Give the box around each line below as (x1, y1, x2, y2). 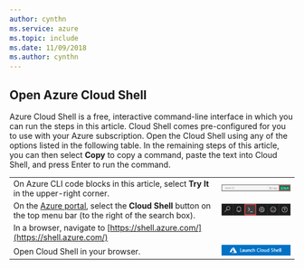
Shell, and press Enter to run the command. (9, 159, 171, 170)
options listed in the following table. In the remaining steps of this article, (9, 140, 280, 151)
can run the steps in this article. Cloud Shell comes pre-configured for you (9, 120, 287, 131)
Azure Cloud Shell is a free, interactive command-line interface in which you (9, 111, 293, 122)
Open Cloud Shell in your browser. (13, 246, 141, 256)
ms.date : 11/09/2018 (9, 43, 88, 52)
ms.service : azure (9, 23, 79, 33)
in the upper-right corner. (13, 188, 110, 199)
